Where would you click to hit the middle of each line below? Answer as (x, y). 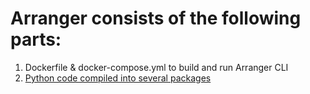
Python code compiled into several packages (118, 78)
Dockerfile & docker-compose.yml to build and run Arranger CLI (156, 67)
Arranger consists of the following (156, 18)
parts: (36, 39)
